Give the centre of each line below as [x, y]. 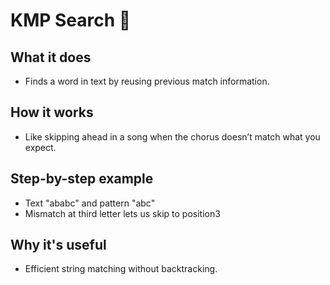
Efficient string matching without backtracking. [121, 269]
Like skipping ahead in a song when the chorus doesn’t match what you [172, 136]
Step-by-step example [82, 179]
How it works [52, 112]
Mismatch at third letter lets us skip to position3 [122, 213]
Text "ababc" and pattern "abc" [90, 203]
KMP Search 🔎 [71, 20]
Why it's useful [58, 245]
